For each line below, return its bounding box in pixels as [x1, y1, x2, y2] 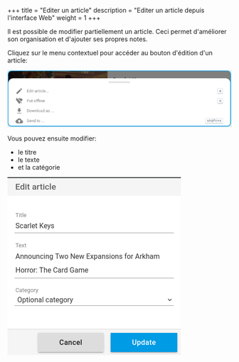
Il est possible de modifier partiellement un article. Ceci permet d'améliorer [7, 28, 227, 35]
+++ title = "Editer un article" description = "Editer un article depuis [7, 6, 205, 14]
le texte [17, 155, 41, 164]
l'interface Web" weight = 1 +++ [7, 13, 101, 22]
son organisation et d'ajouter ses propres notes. [7, 35, 148, 43]
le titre [17, 148, 37, 156]
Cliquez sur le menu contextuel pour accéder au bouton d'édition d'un [7, 49, 213, 57]
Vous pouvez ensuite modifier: [7, 134, 97, 143]
